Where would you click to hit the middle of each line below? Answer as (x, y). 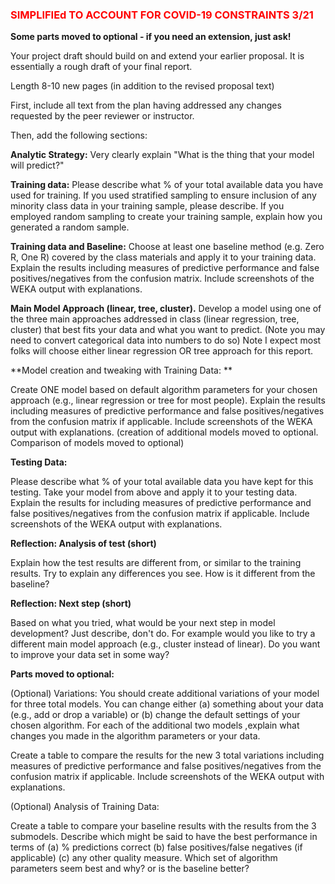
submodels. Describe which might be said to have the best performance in (164, 837)
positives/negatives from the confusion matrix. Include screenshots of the (162, 279)
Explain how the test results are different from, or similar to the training (156, 563)
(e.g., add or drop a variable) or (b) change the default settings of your (155, 715)
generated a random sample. (70, 227)
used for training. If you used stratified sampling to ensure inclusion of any (163, 195)
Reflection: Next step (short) (71, 604)
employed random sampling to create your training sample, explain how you (166, 217)
